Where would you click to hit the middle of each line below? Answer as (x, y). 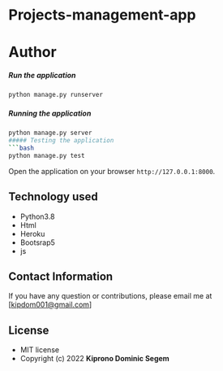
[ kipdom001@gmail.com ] (50, 305)
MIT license (39, 350)
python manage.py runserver (56, 95)
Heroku (32, 234)
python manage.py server (50, 133)
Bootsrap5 (37, 242)
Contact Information (61, 276)
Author (32, 52)
